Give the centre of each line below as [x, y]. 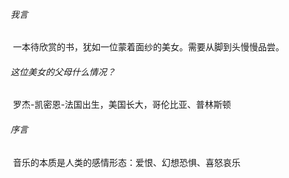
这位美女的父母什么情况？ [63, 71]
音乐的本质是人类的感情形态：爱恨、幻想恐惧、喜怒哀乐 [126, 162]
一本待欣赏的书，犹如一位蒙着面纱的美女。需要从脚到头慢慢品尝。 [148, 47]
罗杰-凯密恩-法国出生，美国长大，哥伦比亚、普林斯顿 [122, 105]
